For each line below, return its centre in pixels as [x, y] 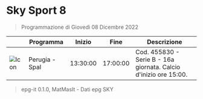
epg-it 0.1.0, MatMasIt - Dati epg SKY [67, 89]
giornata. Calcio [158, 67]
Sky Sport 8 [36, 10]
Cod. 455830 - [158, 52]
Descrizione [165, 41]
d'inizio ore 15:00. [162, 74]
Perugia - [42, 59]
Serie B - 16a [155, 59]
